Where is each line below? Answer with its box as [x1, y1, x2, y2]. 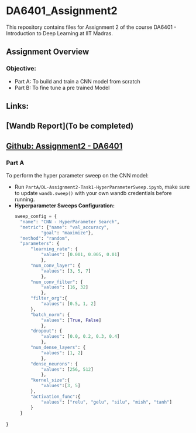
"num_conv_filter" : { [30, 279, 83, 285]
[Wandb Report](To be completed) [6, 121, 134, 131]
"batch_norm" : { [30, 311, 70, 318]
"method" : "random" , [20, 235, 70, 241]
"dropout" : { [30, 328, 63, 334]
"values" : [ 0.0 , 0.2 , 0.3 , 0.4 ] [40, 334, 120, 340]
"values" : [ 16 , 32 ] [40, 284, 89, 290]
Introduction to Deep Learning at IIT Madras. [6, 29, 113, 36]
